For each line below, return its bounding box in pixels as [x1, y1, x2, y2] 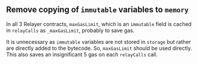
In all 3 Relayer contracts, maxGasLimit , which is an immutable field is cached [6, 20, 191, 27]
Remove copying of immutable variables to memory [6, 5, 189, 15]
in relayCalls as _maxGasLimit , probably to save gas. [6, 27, 135, 34]
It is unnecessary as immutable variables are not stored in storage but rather [6, 38, 191, 45]
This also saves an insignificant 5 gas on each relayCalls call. [6, 50, 158, 58]
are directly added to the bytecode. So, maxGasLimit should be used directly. [6, 44, 193, 52]
